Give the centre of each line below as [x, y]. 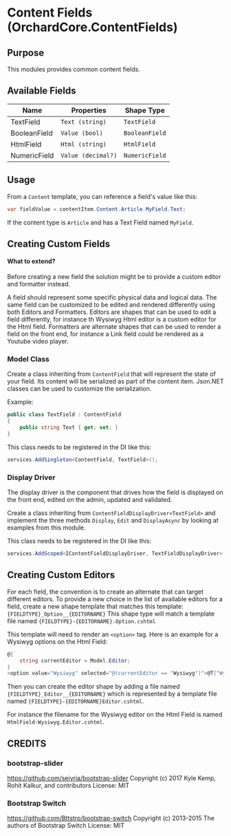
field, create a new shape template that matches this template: [95, 606]
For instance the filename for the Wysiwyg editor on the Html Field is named [115, 715]
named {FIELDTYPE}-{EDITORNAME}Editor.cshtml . [76, 701]
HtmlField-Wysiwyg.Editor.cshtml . [56, 722]
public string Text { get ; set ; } [69, 428]
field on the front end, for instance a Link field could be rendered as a [106, 334]
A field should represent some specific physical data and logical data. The [112, 297]
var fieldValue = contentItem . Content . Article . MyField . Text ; [97, 209]
